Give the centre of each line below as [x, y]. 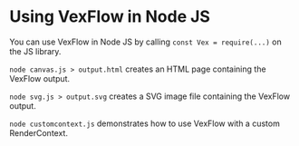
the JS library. [35, 51]
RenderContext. [39, 132]
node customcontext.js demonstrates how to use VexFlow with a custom [145, 123]
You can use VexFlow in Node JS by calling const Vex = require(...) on [146, 42]
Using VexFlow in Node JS [110, 17]
